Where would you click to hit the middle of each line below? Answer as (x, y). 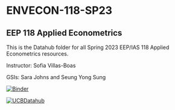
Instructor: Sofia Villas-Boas (41, 65)
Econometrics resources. (37, 54)
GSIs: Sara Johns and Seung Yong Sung (56, 77)
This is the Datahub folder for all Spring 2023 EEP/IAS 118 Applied (88, 47)
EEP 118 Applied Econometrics (64, 33)
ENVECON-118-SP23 (59, 11)
